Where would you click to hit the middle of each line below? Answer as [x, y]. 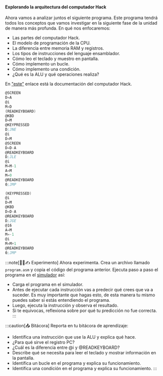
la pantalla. [23, 358]
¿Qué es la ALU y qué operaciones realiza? [55, 74]
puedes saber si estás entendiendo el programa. [61, 300]
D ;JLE [11, 157]
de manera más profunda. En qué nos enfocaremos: [58, 28]
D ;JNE [11, 130]
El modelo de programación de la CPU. [51, 43]
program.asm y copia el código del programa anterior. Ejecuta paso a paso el [82, 269]
